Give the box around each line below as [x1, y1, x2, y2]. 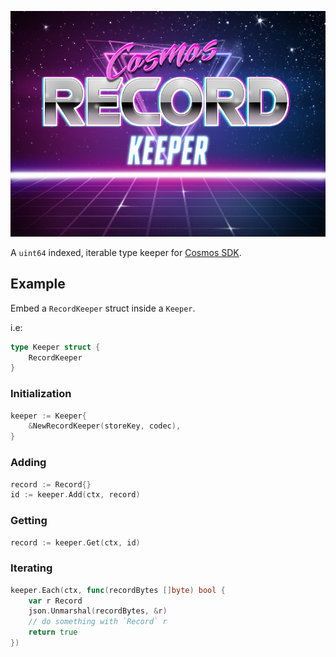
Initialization [10, 387, 72, 401]
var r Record [28, 596, 83, 606]
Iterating [10, 561, 53, 575]
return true [28, 627, 78, 638]
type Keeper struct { [10, 342, 101, 352]
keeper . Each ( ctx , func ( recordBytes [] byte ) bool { [10, 585, 226, 595]
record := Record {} [10, 479, 92, 490]
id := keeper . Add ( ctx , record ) [10, 490, 141, 500]
